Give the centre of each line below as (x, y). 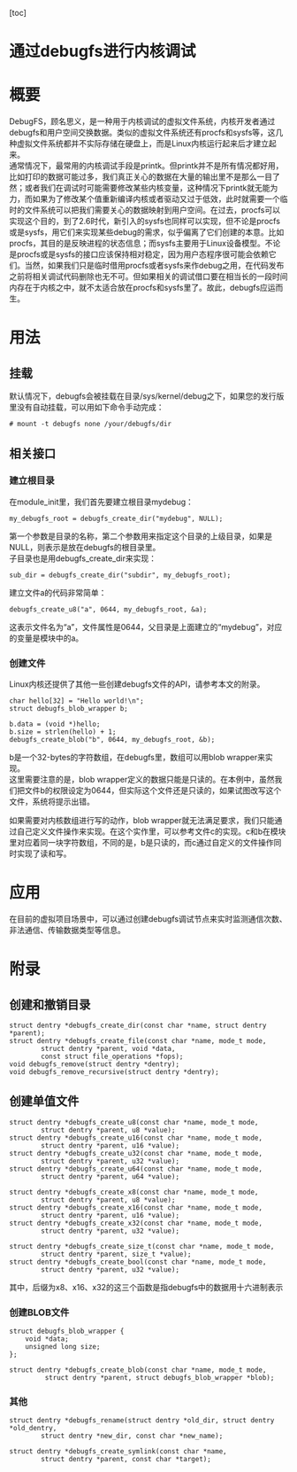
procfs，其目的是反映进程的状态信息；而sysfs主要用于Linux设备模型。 (137, 244)
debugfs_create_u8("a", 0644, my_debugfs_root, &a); (108, 609)
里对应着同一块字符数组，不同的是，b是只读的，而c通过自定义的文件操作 (141, 843)
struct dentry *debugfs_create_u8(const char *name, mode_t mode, (134, 1122)
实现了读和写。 (44, 853)
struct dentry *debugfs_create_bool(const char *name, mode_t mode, (138, 1262)
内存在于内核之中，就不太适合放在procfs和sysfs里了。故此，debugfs (135, 288)
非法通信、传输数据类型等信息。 (67, 931)
